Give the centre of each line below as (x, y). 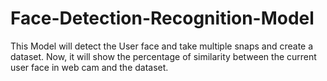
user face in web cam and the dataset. (89, 67)
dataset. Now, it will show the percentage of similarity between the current (163, 56)
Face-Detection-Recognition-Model (162, 18)
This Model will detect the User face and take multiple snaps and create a (162, 46)
